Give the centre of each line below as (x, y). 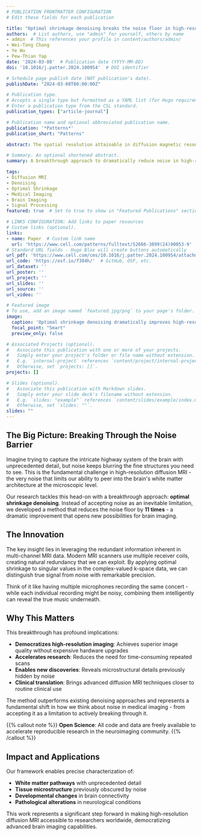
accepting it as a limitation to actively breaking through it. (77, 713)
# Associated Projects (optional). (51, 344)
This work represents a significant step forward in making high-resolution (97, 814)
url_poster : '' (25, 272)
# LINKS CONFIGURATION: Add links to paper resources (75, 222)
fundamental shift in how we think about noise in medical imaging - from (96, 707)
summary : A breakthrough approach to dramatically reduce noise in (93, 161)
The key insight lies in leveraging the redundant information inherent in (94, 549)
